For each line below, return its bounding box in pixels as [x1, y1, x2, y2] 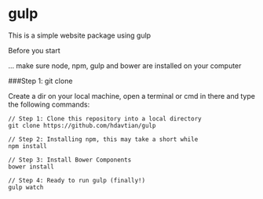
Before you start [8, 45, 60, 55]
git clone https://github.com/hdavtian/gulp [8, 121, 156, 129]
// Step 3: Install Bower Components [8, 156, 132, 164]
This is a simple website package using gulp [8, 31, 152, 40]
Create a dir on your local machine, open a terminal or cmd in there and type [8, 91, 255, 100]
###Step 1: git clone [8, 76, 73, 85]
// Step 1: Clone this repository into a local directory [8, 114, 202, 122]
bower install [8, 162, 55, 171]
